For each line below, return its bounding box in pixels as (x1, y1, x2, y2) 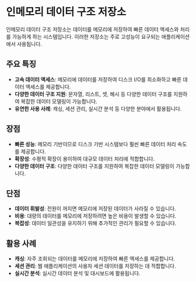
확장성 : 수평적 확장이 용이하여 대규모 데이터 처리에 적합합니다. (14, 155, 155, 162)
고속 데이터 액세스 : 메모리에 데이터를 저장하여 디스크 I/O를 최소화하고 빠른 (14, 75, 182, 82)
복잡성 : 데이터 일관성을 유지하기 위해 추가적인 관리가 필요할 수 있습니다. (14, 220, 177, 227)
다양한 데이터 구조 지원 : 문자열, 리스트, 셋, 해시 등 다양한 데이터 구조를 (14, 90, 172, 97)
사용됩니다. (16, 40, 43, 47)
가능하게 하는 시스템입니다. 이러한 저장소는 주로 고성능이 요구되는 (12, 33, 160, 40)
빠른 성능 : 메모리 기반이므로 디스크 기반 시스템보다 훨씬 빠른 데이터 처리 (14, 140, 176, 147)
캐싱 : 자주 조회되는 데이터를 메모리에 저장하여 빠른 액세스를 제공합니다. (14, 255, 175, 262)
